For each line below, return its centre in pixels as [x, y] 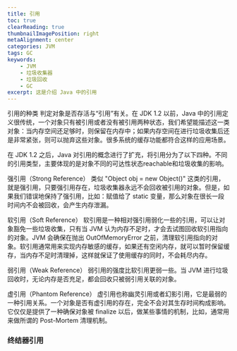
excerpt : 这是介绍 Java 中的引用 [52, 92]
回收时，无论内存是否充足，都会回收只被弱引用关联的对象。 [94, 279]
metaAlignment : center [41, 40]
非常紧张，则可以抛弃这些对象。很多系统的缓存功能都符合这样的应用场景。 [121, 140]
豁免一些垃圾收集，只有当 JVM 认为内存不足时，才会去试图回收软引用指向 [121, 229]
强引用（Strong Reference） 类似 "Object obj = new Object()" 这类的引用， [116, 179]
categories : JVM [31, 47]
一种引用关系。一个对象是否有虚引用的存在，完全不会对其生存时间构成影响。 [119, 303]
